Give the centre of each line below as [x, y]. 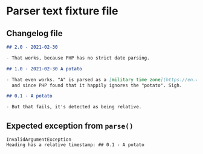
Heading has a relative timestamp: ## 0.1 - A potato [76, 145]
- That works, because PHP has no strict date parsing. [78, 58]
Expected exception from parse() [70, 125]
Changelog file [34, 33]
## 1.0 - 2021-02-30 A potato [44, 69]
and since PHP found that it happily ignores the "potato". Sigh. [97, 85]
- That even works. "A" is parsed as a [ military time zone [84, 79]
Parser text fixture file [63, 11]
